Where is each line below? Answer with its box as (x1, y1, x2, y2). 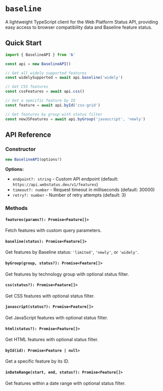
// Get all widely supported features (5, 70, 87, 76)
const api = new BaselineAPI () (5, 61, 71, 67)
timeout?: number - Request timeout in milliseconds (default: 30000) (12, 187, 155, 193)
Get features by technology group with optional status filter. (5, 271, 129, 277)
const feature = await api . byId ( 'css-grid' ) (5, 102, 100, 107)
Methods (5, 204, 28, 211)
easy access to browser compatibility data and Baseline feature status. (5, 24, 152, 30)
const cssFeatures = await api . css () (5, 89, 85, 94)
